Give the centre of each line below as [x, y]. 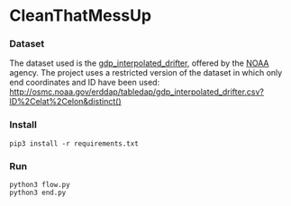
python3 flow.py [40, 185]
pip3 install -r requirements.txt [74, 143]
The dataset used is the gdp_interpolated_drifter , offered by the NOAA [139, 63]
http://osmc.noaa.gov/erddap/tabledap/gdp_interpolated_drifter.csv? [136, 92]
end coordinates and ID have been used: [85, 83]
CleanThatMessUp [80, 16]
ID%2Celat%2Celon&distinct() [65, 102]
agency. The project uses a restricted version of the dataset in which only [146, 73]
